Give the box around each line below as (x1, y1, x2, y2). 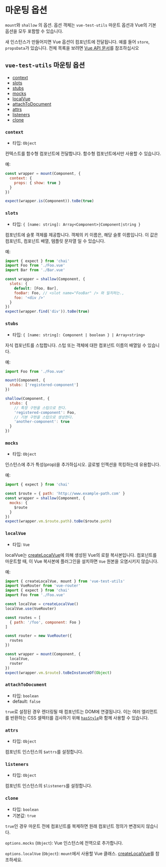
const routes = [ (5, 615, 41, 620)
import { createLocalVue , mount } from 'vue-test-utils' (5, 579, 125, 584)
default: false (12, 698, 41, 704)
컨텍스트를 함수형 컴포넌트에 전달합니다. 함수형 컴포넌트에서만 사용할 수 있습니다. (5, 150, 162, 157)
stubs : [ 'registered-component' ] (9, 382, 79, 387)
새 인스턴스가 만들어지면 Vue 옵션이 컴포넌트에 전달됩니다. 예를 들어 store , (5, 38, 150, 45)
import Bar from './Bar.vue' (5, 267, 65, 273)
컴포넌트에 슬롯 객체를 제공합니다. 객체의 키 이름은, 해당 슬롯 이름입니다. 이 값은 (5, 232, 159, 238)
